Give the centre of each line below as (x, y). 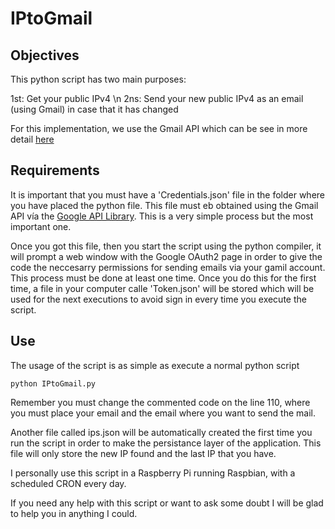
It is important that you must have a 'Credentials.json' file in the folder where (168, 194)
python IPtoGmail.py (53, 383)
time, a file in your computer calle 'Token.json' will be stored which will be (162, 288)
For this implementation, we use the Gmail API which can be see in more (159, 128)
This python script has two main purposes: (98, 79)
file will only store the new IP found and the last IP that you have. (143, 453)
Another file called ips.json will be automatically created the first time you (161, 432)
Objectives (45, 55)
